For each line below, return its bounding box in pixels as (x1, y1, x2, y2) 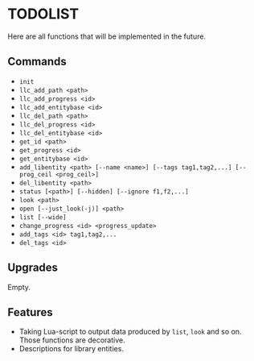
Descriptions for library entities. (18, 344, 124, 354)
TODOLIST (7, 5, 80, 23)
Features (7, 305, 53, 319)
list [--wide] (18, 213, 67, 222)
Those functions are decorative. (18, 335, 125, 345)
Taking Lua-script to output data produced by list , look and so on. (18, 327, 242, 337)
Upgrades (7, 261, 58, 275)
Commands (7, 55, 68, 68)
